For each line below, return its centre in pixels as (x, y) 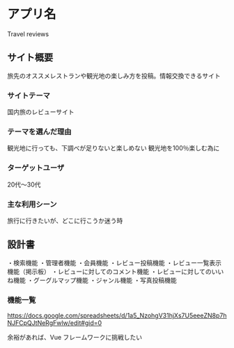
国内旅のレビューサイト (41, 112)
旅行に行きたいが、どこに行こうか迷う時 (65, 221)
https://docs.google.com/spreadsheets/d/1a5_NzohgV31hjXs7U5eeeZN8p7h (117, 316)
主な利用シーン (32, 204)
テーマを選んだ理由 (39, 132)
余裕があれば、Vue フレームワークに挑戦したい (75, 338)
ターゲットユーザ (36, 168)
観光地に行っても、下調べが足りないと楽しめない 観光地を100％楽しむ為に (114, 148)
